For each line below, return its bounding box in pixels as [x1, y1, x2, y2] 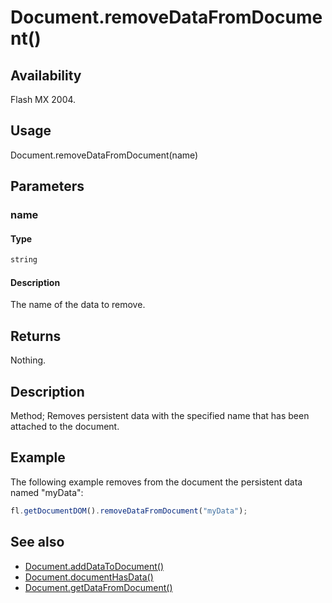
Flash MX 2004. [10, 94, 77, 105]
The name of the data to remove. [10, 299, 146, 311]
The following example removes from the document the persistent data [10, 476, 303, 488]
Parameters [10, 178, 85, 195]
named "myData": [10, 486, 84, 498]
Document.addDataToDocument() [24, 560, 165, 572]
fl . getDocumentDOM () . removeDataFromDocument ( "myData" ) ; [10, 506, 248, 516]
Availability [10, 67, 82, 84]
